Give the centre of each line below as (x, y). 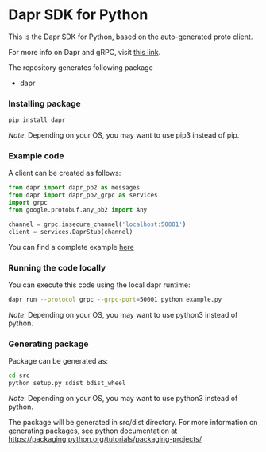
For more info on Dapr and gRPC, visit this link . (85, 52)
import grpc (28, 203)
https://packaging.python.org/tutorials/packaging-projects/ (105, 438)
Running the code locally (57, 267)
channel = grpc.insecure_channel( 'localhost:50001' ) (97, 224)
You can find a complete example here (71, 247)
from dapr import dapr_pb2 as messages (74, 188)
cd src (19, 376)
